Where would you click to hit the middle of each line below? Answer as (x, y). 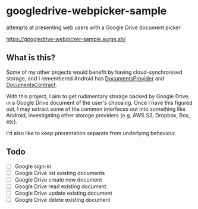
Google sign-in (33, 166)
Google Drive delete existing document (63, 199)
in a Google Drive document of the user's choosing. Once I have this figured (99, 102)
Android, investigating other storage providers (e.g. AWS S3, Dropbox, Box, (98, 115)
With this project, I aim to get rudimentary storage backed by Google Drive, (98, 96)
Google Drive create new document (58, 179)
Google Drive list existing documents (60, 173)
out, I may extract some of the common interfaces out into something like (96, 109)
